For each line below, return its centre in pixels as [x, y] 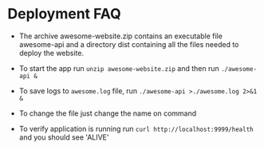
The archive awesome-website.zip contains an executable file [120, 36]
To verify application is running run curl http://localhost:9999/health [136, 128]
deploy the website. [51, 53]
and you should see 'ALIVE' [64, 137]
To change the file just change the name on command [108, 113]
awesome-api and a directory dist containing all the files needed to [129, 44]
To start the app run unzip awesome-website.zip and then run [119, 68]
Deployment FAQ [64, 14]
